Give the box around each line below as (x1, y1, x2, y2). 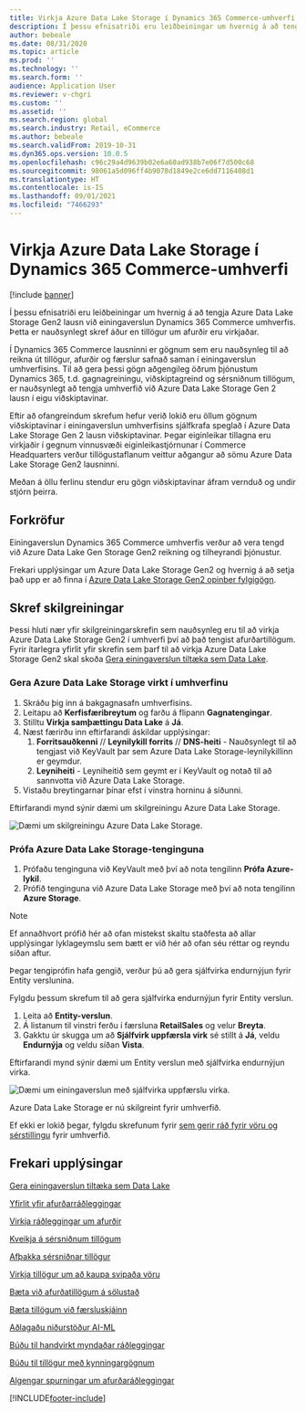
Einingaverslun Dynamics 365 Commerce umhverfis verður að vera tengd (9, 536, 285, 548)
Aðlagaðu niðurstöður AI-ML (9, 1322, 116, 1333)
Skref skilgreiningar (9, 600, 125, 616)
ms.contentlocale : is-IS (9, 184, 104, 193)
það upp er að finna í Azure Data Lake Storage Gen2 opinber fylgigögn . (9, 574, 276, 585)
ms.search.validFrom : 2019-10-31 (9, 141, 137, 150)
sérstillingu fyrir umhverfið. (9, 1130, 111, 1141)
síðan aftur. (9, 947, 52, 959)
